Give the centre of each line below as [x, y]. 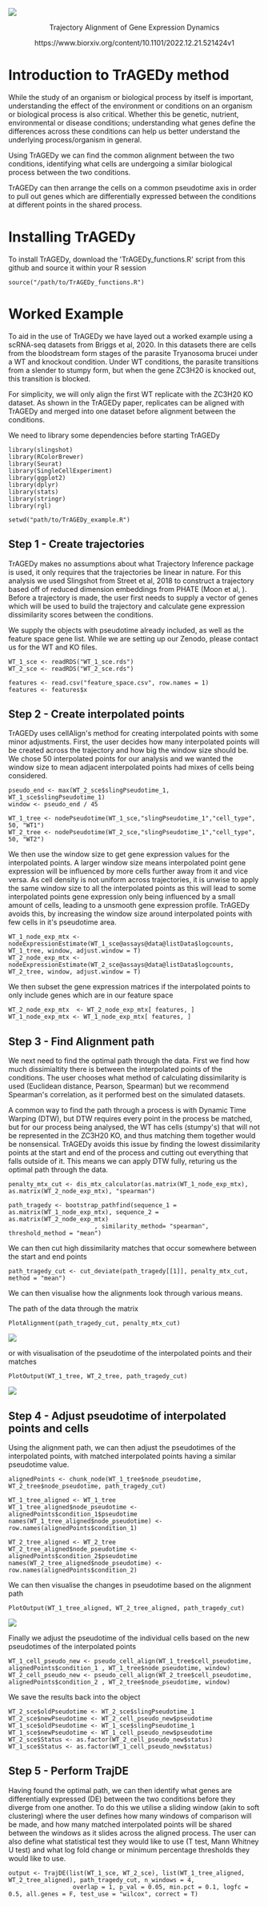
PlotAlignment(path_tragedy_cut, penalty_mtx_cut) [94, 1324]
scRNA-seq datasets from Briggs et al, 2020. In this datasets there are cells [132, 345]
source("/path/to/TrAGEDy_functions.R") [77, 282]
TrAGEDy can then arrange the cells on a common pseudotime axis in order [132, 187]
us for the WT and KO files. [53, 647]
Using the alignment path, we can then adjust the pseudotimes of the [122, 1448]
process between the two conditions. [70, 172]
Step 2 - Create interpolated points [97, 715]
